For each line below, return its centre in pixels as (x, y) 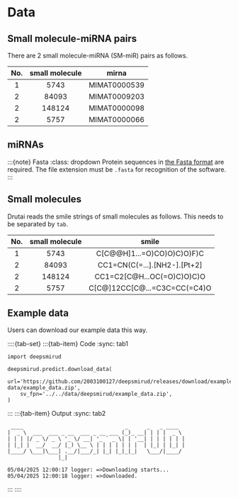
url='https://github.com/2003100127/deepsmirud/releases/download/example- (121, 382)
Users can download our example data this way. (77, 330)
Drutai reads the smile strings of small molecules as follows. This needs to (115, 216)
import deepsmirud (34, 357)
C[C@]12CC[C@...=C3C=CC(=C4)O (150, 288)
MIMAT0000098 (117, 108)
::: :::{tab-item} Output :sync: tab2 (57, 414)
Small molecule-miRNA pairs (72, 39)
